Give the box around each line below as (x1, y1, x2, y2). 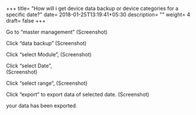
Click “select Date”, (6, 62, 53, 69)
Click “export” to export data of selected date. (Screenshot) (6, 91, 150, 98)
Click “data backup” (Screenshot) (6, 40, 87, 46)
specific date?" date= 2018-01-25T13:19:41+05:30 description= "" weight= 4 (6, 11, 191, 18)
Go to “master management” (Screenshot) (6, 28, 108, 35)
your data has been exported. (6, 102, 78, 109)
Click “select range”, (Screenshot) (6, 80, 88, 87)
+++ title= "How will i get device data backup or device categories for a (6, 5, 178, 12)
